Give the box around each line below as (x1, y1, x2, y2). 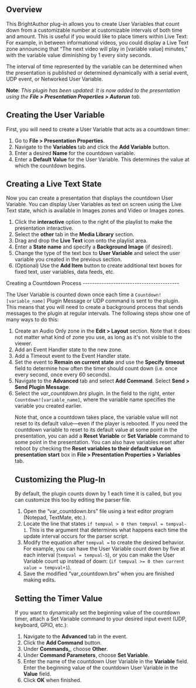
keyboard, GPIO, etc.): (14, 622, 68, 629)
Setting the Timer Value (14, 593, 103, 603)
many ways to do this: (6, 316, 59, 323)
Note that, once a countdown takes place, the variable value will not (14, 414, 178, 421)
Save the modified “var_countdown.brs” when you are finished (23, 570, 174, 578)
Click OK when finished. (23, 677, 82, 684)
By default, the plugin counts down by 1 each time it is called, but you (14, 490, 182, 497)
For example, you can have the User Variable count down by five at (23, 545, 185, 552)
